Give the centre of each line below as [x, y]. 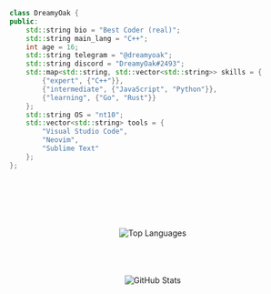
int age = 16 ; [52, 47]
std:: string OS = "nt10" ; [75, 115]
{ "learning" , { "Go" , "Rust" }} [99, 97]
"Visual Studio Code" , [85, 132]
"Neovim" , [60, 140]
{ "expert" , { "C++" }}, [83, 81]
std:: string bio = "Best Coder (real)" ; [103, 30]
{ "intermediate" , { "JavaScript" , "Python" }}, [130, 89]
